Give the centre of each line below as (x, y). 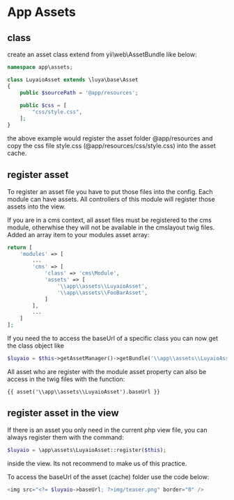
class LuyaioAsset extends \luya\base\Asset (73, 80)
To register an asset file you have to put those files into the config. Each (110, 191)
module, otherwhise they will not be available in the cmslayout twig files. (111, 227)
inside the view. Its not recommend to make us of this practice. (97, 463)
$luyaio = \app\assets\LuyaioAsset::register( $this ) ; (87, 450)
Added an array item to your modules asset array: (78, 234)
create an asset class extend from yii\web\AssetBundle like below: (102, 54)
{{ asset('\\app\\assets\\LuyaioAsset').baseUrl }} (84, 392)
